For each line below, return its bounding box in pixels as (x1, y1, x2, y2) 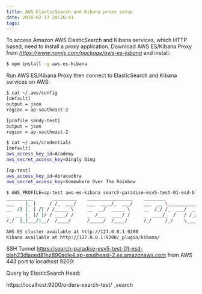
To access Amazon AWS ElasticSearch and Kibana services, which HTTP (6, 37, 188, 44)
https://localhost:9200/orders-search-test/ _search (6, 281, 133, 289)
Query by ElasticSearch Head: (6, 269, 81, 277)
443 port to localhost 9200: (6, 258, 75, 265)
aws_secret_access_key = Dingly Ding (6, 157, 96, 163)
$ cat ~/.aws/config (6, 90, 58, 96)
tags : (6, 20, 20, 26)
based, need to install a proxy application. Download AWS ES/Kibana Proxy (6, 43, 192, 50)
